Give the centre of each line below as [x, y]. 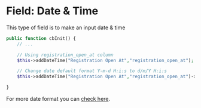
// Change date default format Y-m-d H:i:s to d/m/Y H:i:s [92, 71]
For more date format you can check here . [58, 99]
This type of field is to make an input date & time [66, 27]
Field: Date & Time [52, 11]
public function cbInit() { [41, 38]
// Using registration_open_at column [65, 55]
